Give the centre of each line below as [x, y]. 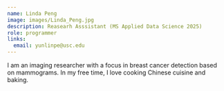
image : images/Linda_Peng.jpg [51, 20]
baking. [18, 80]
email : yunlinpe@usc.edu [49, 45]
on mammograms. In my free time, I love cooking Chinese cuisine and [106, 72]
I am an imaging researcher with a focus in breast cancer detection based [112, 65]
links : [17, 39]
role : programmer [32, 33]
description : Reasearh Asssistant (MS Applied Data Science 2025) [105, 26]
